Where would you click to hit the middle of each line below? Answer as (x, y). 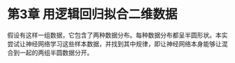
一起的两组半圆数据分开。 (56, 52)
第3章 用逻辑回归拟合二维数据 (92, 14)
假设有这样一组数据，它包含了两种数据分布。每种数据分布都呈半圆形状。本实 (117, 35)
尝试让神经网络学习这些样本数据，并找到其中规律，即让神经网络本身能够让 (114, 43)
